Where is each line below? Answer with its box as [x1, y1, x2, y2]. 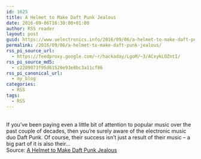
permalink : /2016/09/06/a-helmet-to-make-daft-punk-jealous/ [6, 43, 162, 49]
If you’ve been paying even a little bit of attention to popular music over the [6, 121, 191, 128]
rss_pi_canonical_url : [6, 70, 63, 76]
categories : [6, 82, 36, 88]
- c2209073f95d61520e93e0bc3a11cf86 [11, 64, 103, 71]
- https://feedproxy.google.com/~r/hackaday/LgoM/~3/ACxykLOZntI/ [11, 53, 181, 59]
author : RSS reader [6, 25, 55, 32]
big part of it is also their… [6, 140, 71, 147]
